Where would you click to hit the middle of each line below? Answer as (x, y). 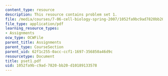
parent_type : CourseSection (34, 47)
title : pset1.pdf (23, 61)
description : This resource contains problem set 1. (61, 14)
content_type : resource (30, 10)
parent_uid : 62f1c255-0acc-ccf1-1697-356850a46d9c (59, 51)
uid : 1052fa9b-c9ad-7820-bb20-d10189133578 (51, 65)
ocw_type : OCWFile (24, 38)
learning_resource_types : (32, 28)
